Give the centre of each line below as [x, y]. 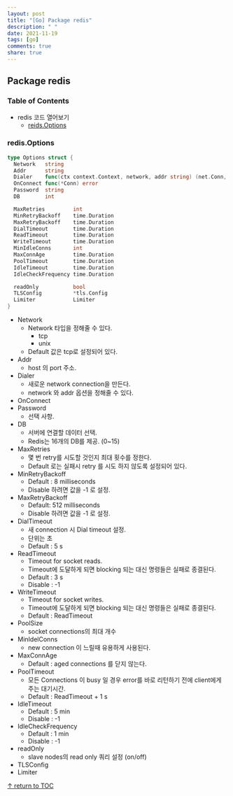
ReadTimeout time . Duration [64, 235]
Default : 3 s [45, 577]
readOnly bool [50, 287]
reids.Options [47, 125]
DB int [34, 197]
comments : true [29, 46]
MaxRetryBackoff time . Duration [64, 222]
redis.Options [31, 143]
